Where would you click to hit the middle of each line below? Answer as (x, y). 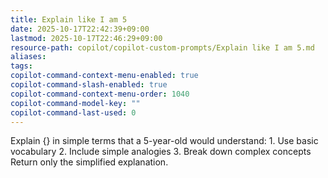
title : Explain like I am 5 (69, 19)
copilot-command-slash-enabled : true (89, 85)
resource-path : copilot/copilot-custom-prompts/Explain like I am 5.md (162, 47)
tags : (21, 66)
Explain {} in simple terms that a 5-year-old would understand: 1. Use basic (164, 141)
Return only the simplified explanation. (89, 162)
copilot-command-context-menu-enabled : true (104, 76)
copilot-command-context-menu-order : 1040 (100, 94)
